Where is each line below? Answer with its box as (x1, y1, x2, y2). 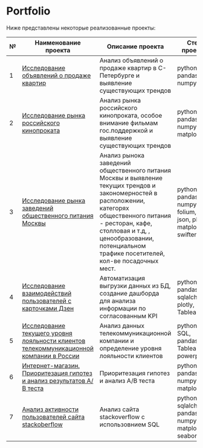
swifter (177, 230, 197, 239)
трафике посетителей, (99, 249, 165, 257)
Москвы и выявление (99, 174, 163, 182)
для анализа (99, 297, 136, 305)
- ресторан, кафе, (99, 219, 152, 227)
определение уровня (99, 344, 162, 352)
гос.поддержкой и (99, 126, 153, 134)
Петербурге (99, 71, 135, 80)
